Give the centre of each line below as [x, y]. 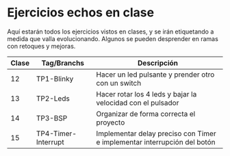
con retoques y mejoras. [41, 46]
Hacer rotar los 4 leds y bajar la [146, 94]
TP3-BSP [52, 118]
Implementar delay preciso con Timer [156, 133]
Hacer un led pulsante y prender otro [155, 75]
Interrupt [50, 142]
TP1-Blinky [55, 79]
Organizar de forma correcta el [146, 114]
